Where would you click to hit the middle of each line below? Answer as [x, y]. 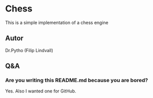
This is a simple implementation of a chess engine [57, 22]
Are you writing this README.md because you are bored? [76, 80]
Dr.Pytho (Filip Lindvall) [29, 50]
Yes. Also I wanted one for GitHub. [41, 91]
